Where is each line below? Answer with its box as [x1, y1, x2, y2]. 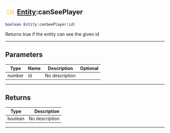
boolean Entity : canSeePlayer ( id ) [5, 22, 76, 27]
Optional [80, 65, 99, 71]
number [7, 73, 24, 79]
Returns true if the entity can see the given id [5, 31, 100, 37]
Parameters [5, 51, 43, 59]
